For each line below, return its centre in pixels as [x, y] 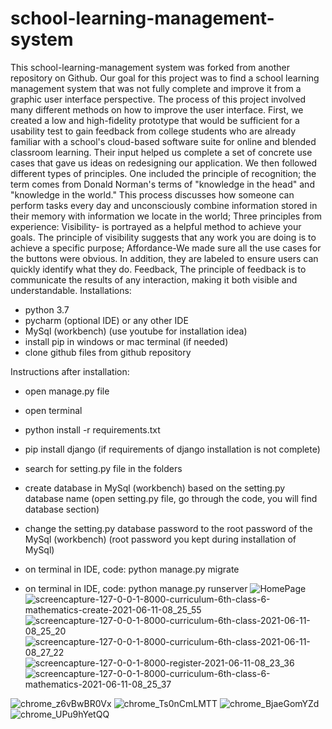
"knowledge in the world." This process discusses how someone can [152, 194]
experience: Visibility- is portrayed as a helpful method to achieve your [156, 226]
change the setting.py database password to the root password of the [168, 528]
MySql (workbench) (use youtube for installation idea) [136, 331]
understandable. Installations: [71, 290]
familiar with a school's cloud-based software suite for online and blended [163, 141]
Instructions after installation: [70, 371]
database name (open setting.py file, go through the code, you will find [171, 498]
